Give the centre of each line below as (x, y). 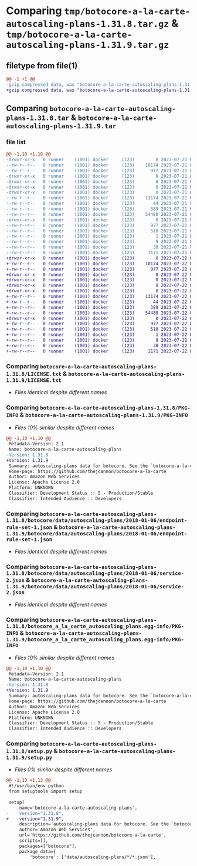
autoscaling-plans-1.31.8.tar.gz (88, 24)
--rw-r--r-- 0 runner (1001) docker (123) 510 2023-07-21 (97, 231)
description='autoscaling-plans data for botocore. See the (94, 824)
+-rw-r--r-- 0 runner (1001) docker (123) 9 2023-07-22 (97, 340)
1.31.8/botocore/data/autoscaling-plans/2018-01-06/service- (95, 573)
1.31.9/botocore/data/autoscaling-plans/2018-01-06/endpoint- (97, 533)
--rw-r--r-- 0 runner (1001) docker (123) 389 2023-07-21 (97, 209)
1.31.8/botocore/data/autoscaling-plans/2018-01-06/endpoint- (97, 520)
